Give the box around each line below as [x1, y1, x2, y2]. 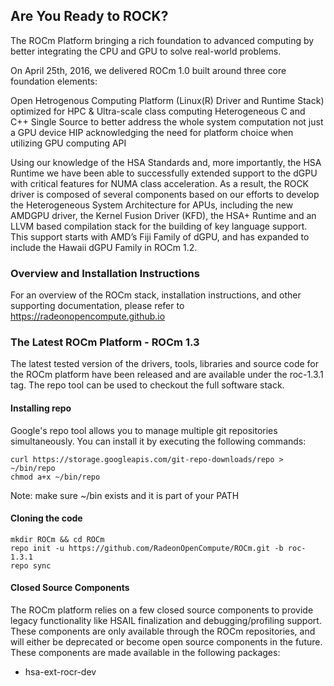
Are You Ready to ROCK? [10, 8, 169, 25]
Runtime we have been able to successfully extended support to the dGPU [10, 167, 318, 179]
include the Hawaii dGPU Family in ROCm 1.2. [10, 241, 198, 253]
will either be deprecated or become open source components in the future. [10, 636, 323, 648]
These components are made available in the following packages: [10, 647, 281, 659]
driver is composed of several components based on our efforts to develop [10, 188, 320, 200]
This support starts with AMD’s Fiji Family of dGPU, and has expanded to [10, 230, 310, 243]
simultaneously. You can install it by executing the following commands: [10, 435, 307, 447]
